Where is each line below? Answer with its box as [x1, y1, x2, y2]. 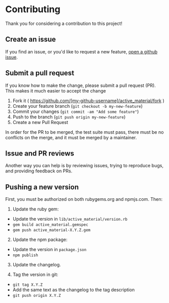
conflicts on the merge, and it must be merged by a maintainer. [5, 134, 137, 140]
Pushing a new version [5, 183, 79, 191]
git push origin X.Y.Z [12, 293, 61, 298]
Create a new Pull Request [12, 119, 69, 125]
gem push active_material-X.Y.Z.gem [12, 228, 91, 233]
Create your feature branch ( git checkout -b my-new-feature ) [12, 103, 143, 109]
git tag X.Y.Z [12, 282, 43, 288]
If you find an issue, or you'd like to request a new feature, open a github [5, 48, 158, 54]
